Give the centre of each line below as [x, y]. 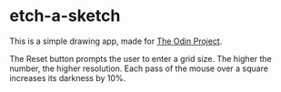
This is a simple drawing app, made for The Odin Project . [116, 41]
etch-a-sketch [65, 16]
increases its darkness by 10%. [68, 77]
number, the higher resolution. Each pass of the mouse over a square [139, 68]
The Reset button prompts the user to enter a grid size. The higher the [141, 58]
